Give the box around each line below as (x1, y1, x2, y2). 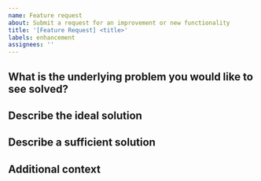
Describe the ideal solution (8, 109, 143, 122)
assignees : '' (8, 41, 55, 49)
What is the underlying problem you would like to (8, 70, 254, 83)
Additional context (8, 162, 101, 175)
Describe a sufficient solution (8, 135, 156, 150)
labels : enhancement (8, 33, 76, 42)
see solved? (8, 82, 69, 95)
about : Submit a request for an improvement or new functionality (8, 19, 230, 27)
